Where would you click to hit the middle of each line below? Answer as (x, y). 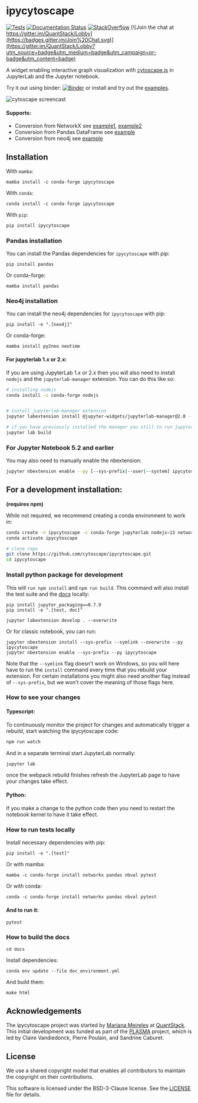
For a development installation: (64, 490)
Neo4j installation (32, 301)
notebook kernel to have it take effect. (52, 814)
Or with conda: (24, 886)
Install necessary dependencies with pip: (56, 842)
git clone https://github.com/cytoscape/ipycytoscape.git (79, 554)
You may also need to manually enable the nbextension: (74, 461)
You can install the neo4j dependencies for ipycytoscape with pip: (86, 314)
